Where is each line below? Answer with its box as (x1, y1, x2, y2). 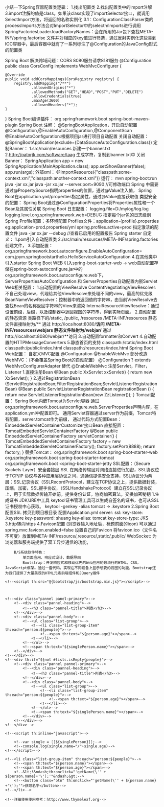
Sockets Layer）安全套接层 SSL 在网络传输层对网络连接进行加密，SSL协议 (5, 467, 155, 472)
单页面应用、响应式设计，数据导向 (23, 555, 81, 560)
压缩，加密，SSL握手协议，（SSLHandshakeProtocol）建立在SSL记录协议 (5, 485, 152, 491)
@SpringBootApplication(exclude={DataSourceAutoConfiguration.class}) (5, 139, 153, 145)
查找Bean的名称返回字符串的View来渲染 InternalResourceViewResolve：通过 (5, 303, 160, 308)
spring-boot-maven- (108, 116, 150, 121)
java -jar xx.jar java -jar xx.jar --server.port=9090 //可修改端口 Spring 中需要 (5, 182, 159, 187)
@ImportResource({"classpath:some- (56, 169, 132, 175)
